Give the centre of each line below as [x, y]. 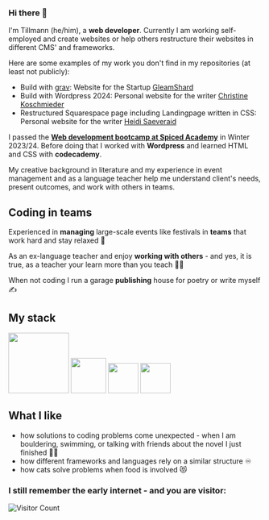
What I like [35, 416]
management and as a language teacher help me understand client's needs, [134, 179]
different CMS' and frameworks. [62, 48]
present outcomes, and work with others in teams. [92, 187]
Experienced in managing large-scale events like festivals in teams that [128, 232]
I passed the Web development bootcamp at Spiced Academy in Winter [129, 137]
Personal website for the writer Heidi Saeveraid [98, 122]
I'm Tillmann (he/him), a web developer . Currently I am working [114, 31]
